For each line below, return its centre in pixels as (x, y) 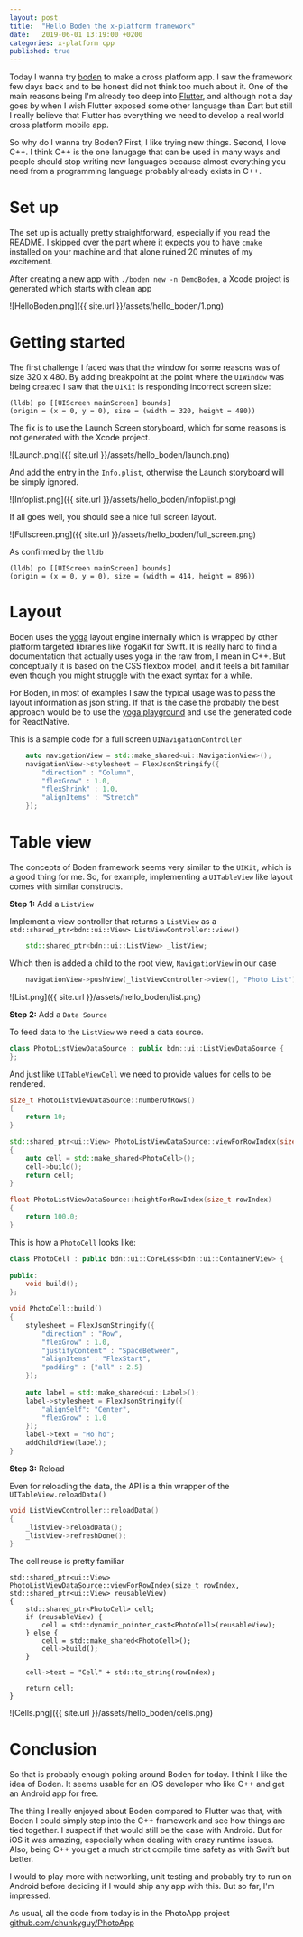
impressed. (30, 1895)
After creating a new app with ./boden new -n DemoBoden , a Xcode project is (150, 279)
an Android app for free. (54, 1793)
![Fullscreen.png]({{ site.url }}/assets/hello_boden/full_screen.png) (133, 534)
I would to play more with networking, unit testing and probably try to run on (151, 1877)
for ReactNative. (40, 721)
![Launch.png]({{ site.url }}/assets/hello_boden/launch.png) (119, 455)
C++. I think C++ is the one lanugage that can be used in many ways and (145, 152)
